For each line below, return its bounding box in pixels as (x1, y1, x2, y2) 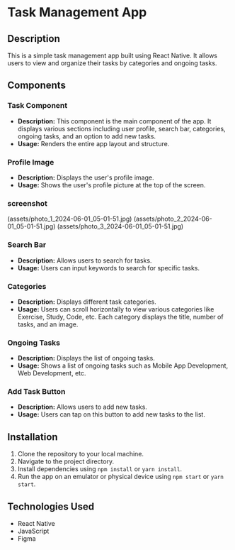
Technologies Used (7, 500, 94, 512)
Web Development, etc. (17, 369, 86, 378)
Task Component (7, 101, 68, 111)
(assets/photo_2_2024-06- (133, 214, 212, 224)
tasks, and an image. (17, 320, 79, 329)
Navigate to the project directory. (17, 457, 115, 466)
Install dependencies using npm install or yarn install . (17, 465, 183, 473)
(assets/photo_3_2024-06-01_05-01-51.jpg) (57, 222, 184, 231)
